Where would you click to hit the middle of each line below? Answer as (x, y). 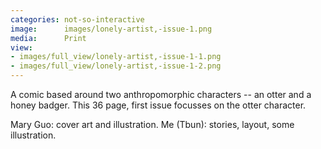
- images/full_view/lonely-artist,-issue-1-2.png (116, 66)
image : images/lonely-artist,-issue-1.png (111, 29)
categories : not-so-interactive (77, 19)
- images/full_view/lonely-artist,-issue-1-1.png (116, 57)
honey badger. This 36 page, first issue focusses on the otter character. (158, 105)
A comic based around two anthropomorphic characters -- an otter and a (161, 94)
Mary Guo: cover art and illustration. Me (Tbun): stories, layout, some (152, 124)
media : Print (48, 38)
